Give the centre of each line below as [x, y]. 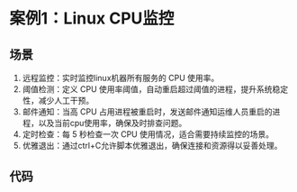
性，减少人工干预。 [58, 101]
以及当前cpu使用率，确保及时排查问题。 [112, 123]
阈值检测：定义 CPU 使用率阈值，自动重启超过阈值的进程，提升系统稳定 [155, 89]
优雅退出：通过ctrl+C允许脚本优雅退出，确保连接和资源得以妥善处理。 [152, 146]
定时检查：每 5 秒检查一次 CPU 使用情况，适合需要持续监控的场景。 [148, 134]
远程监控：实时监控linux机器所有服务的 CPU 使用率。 [121, 78]
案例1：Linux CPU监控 [92, 18]
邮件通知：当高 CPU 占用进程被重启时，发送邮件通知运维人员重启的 [147, 112]
